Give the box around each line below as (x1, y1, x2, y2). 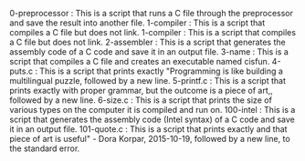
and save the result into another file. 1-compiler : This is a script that (9, 17, 266, 28)
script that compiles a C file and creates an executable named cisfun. (9, 56, 270, 66)
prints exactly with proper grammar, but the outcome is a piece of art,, (9, 86, 274, 96)
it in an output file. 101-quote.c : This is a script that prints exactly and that (9, 124, 288, 135)
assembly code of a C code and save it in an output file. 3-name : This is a (9, 46, 289, 57)
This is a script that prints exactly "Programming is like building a (39, 65, 283, 76)
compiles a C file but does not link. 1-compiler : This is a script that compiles (9, 27, 297, 37)
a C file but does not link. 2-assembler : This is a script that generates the (9, 36, 286, 47)
